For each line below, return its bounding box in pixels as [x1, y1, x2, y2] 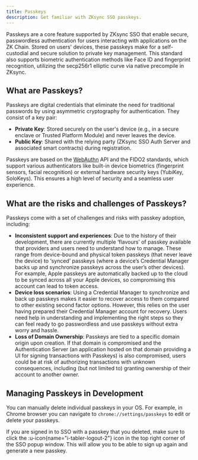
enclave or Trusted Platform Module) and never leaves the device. [14, 132, 176, 139]
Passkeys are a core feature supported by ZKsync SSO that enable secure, [6, 30, 189, 37]
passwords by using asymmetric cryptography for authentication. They [6, 108, 180, 115]
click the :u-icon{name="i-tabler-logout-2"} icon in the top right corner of [6, 434, 186, 442]
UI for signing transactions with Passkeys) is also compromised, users [14, 352, 186, 360]
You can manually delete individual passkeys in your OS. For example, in [6, 404, 183, 411]
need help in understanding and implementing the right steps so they [14, 314, 184, 322]
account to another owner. [14, 371, 80, 378]
